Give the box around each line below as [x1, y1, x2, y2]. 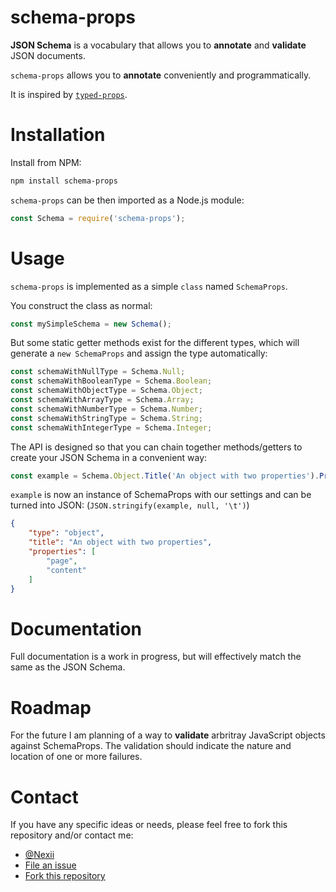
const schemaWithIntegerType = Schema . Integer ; [10, 422, 213, 433]
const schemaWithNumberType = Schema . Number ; [10, 404, 203, 414]
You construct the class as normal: [10, 299, 153, 311]
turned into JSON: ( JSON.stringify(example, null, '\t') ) [10, 499, 250, 511]
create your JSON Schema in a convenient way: [10, 451, 208, 463]
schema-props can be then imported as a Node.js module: [10, 194, 245, 206]
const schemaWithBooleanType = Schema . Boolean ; [10, 376, 213, 386]
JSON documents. [10, 49, 86, 61]
